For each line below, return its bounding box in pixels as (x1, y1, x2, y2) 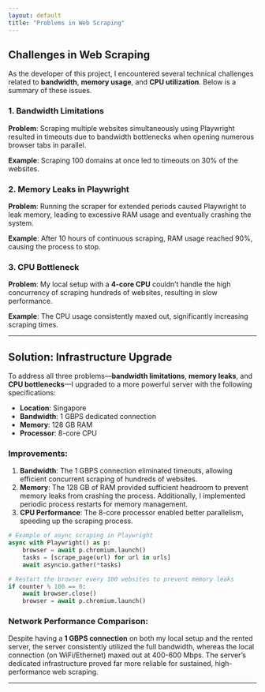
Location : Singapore (19, 403, 87, 413)
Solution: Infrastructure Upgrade (8, 350, 173, 364)
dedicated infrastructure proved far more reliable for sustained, (8, 659, 214, 668)
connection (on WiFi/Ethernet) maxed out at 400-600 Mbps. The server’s (8, 650, 247, 660)
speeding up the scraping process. (19, 516, 133, 526)
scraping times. (8, 320, 59, 330)
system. (8, 218, 34, 227)
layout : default (8, 11, 62, 20)
